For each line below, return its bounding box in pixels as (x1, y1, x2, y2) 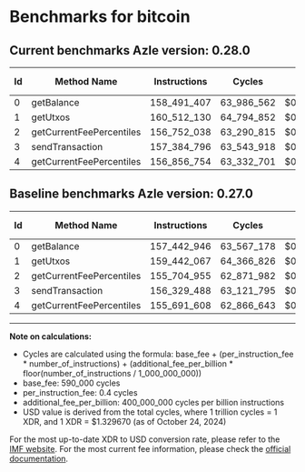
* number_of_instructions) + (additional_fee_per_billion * (22, 357, 233, 369)
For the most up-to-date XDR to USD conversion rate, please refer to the (9, 434, 280, 445)
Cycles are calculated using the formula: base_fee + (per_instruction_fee (22, 348, 294, 359)
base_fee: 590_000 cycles (22, 377, 121, 388)
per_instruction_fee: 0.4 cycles (22, 387, 138, 397)
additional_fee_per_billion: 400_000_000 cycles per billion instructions (22, 397, 284, 407)
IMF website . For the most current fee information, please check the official (9, 443, 291, 454)
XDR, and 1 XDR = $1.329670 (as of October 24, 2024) (22, 416, 227, 427)
